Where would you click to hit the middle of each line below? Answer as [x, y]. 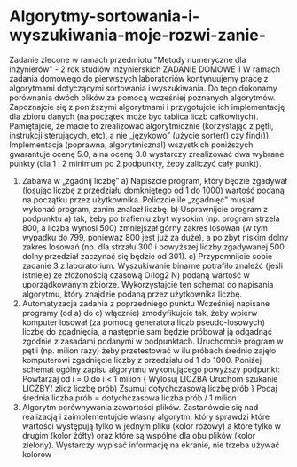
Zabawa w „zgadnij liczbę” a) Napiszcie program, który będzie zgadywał [155, 180]
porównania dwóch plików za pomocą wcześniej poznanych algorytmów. [142, 97]
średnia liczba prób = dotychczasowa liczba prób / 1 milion [129, 398]
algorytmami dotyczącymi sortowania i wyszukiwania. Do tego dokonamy [143, 88]
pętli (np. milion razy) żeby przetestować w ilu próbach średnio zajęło [149, 350]
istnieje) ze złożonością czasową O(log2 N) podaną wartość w [136, 275]
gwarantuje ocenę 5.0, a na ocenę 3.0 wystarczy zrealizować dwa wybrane [147, 154]
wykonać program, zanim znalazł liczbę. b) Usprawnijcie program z [145, 209]
